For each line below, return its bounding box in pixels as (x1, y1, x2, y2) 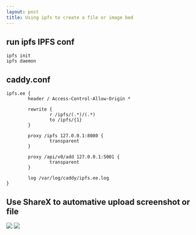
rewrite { (28, 106, 52, 112)
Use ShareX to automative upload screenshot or (6, 197, 191, 207)
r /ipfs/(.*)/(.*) (49, 112, 96, 118)
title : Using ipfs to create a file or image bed (6, 14, 134, 21)
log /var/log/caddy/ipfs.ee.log (28, 175, 110, 181)
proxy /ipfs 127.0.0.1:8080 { (28, 133, 104, 139)
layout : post (6, 8, 39, 15)
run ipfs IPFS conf (6, 37, 75, 47)
